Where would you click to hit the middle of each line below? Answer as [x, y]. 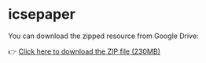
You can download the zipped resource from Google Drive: [103, 36]
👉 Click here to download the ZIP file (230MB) [85, 51]
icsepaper [42, 14]
